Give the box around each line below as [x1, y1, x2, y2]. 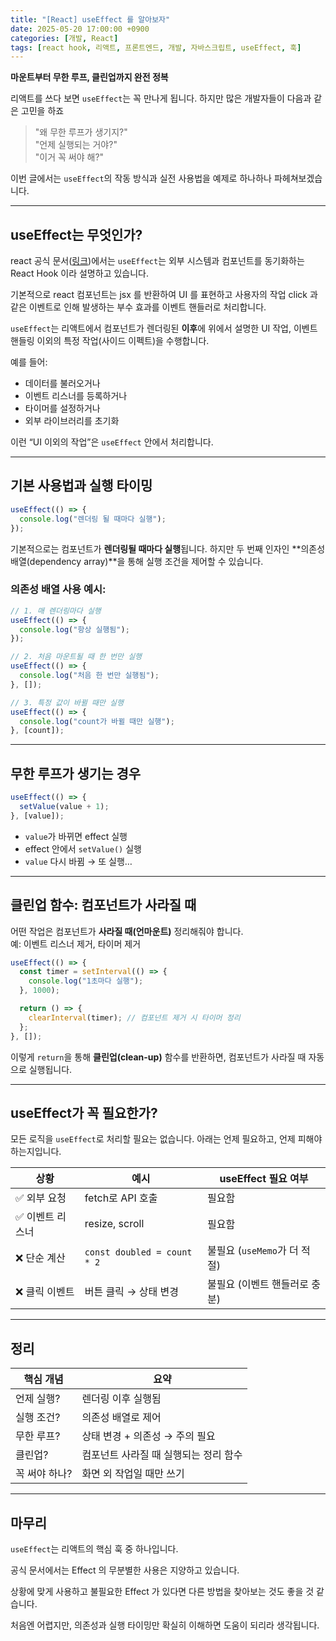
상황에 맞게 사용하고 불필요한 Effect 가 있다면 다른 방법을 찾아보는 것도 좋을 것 [10, 1585, 315, 1597]
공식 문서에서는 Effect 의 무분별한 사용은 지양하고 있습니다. [10, 1564, 240, 1576]
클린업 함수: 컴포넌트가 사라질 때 [10, 897, 197, 914]
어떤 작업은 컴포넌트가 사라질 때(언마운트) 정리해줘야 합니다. [10, 925, 244, 937]
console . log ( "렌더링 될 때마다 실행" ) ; [19, 514, 167, 524]
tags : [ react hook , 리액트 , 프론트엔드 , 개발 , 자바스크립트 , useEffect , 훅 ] [10, 42, 302, 53]
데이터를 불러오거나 [24, 377, 101, 390]
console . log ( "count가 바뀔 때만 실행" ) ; [19, 716, 175, 726]
